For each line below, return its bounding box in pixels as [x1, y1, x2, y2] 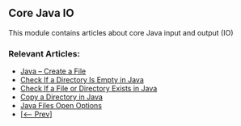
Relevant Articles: [8, 48, 81, 59]
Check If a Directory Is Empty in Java [19, 75, 144, 85]
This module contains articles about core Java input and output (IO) [8, 27, 234, 37]
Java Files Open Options [19, 101, 103, 111]
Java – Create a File [19, 66, 87, 76]
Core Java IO [8, 6, 74, 20]
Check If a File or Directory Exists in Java [19, 84, 158, 94]
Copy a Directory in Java [19, 92, 104, 102]
